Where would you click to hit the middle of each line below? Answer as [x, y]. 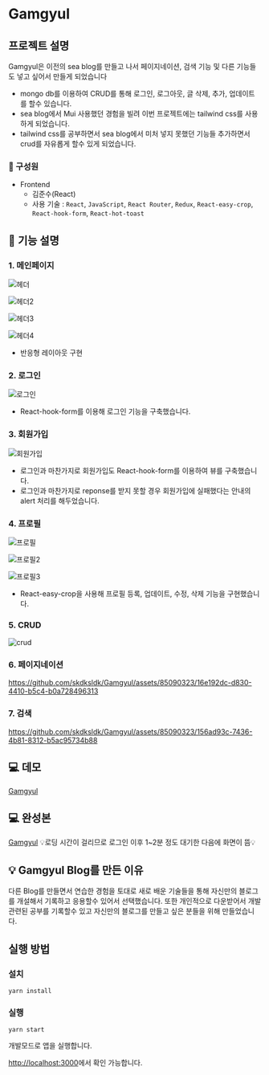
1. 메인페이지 [31, 265]
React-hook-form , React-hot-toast [88, 213]
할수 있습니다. [50, 104]
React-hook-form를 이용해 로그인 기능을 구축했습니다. [105, 411]
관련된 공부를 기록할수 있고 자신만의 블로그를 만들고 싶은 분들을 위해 [114, 911]
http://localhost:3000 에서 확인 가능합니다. [75, 1063]
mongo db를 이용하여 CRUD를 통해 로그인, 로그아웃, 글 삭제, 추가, [123, 94]
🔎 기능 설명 [34, 241]
